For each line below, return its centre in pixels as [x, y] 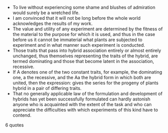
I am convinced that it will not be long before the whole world [77, 18]
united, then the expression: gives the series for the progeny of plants [86, 83]
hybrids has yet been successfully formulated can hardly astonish [81, 99]
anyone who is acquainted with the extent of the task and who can [82, 104]
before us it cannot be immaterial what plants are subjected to [77, 40]
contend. [22, 115]
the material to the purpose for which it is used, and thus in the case [84, 34]
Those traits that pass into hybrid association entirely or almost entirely [87, 51]
